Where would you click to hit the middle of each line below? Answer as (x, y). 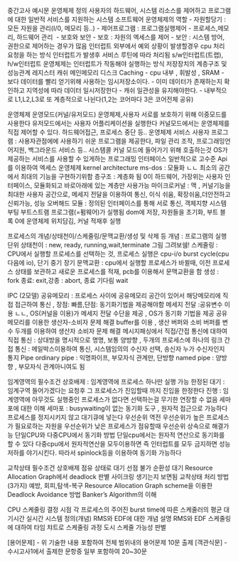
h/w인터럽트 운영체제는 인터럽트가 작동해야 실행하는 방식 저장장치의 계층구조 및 (117, 64)
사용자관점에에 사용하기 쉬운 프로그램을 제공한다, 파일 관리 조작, (107, 141)
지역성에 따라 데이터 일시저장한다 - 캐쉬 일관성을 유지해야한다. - (114, 90)
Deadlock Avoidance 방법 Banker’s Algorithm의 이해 (82, 495)
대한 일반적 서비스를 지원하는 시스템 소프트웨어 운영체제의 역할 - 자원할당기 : (120, 19)
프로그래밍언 (213, 141)
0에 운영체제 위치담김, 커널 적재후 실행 (68, 221)
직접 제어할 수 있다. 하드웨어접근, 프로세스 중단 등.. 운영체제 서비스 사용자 (108, 132)
